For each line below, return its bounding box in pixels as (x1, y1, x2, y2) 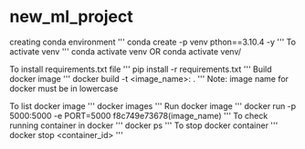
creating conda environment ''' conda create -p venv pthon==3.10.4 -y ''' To (9, 36, 297, 47)
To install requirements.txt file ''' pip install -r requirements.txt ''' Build (9, 64, 272, 74)
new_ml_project (9, 6, 134, 27)
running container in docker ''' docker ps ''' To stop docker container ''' (9, 120, 279, 131)
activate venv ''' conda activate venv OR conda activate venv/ (9, 45, 242, 56)
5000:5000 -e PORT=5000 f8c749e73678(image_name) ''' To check (9, 110, 268, 121)
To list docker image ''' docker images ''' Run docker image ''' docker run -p (9, 100, 297, 111)
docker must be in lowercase (9, 83, 119, 94)
